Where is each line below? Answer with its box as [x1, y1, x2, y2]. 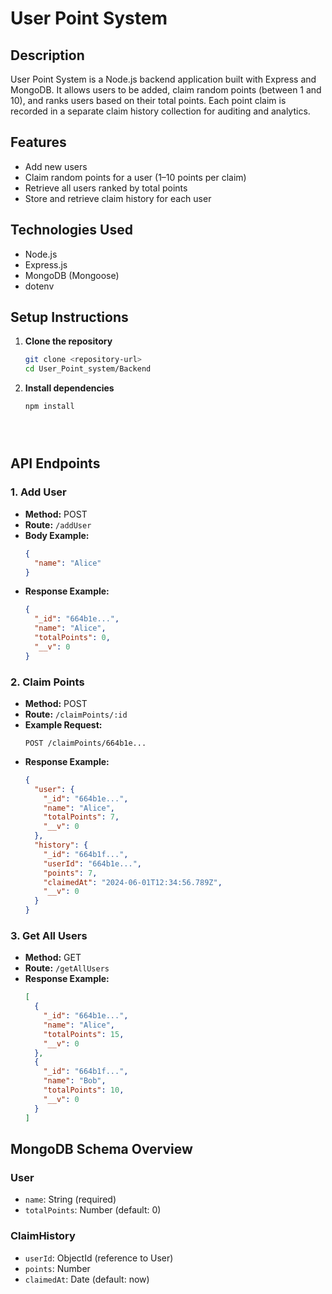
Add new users [24, 160, 88, 172]
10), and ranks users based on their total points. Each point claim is [10, 95, 287, 106]
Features [10, 134, 67, 151]
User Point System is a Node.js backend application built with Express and [10, 73, 317, 85]
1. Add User [10, 485, 67, 499]
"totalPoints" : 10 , [43, 1085, 125, 1096]
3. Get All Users [10, 928, 88, 942]
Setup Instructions [10, 309, 129, 326]
